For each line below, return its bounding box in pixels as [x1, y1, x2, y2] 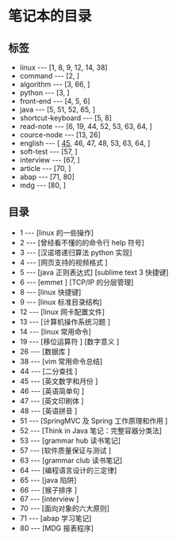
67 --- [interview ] [19, 494, 79, 504]
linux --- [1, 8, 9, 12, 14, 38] [19, 63, 109, 72]
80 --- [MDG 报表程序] [19, 523, 94, 533]
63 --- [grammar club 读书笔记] [19, 455, 123, 465]
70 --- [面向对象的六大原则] [19, 504, 109, 513]
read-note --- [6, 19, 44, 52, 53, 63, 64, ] [19, 122, 153, 131]
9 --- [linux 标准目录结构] [19, 297, 102, 306]
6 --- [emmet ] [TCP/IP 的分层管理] [19, 277, 134, 287]
